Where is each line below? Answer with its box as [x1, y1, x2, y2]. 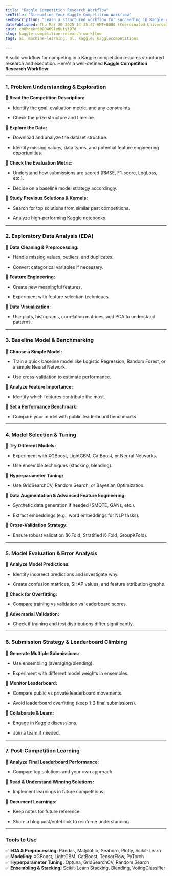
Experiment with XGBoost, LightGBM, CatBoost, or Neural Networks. [12, 453, 157, 459]
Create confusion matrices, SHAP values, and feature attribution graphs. [12, 581, 165, 587]
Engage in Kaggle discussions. [12, 720, 78, 726]
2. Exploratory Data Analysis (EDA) [5, 233, 94, 240]
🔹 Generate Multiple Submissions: [5, 650, 79, 656]
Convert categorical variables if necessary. [12, 264, 104, 270]
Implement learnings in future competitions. [12, 788, 105, 794]
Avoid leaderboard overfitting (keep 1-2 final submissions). [12, 700, 137, 706]
